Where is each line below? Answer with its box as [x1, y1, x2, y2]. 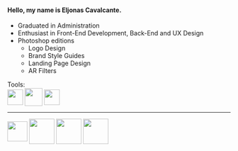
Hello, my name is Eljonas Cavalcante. [7, 6, 122, 14]
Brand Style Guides [28, 52, 85, 60]
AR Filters [28, 67, 57, 75]
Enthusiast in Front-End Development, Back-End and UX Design [17, 29, 204, 38]
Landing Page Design [28, 59, 91, 67]
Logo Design [28, 44, 66, 52]
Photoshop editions [17, 36, 74, 45]
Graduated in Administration [17, 21, 101, 30]
